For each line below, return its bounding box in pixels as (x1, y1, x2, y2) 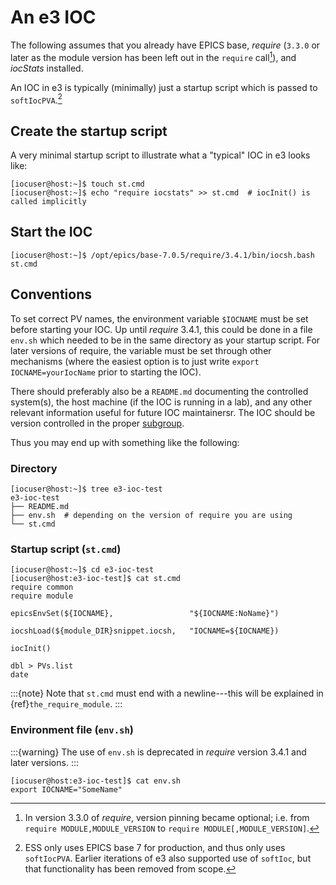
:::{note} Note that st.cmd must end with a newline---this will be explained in (10, 687, 324, 700)
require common (10, 582, 74, 593)
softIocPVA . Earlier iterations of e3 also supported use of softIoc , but (24, 852, 312, 864)
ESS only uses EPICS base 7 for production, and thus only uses (24, 841, 286, 853)
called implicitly (10, 197, 87, 207)
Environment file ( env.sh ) (10, 723, 134, 737)
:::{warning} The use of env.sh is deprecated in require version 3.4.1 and (10, 746, 307, 758)
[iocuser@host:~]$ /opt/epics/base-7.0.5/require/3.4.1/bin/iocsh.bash (10, 250, 315, 260)
